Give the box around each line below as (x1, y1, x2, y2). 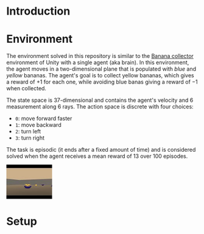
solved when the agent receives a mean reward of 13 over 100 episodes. (6, 152, 188, 160)
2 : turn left (15, 128, 41, 135)
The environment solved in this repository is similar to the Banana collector (6, 52, 194, 60)
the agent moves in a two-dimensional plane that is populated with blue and (6, 65, 197, 73)
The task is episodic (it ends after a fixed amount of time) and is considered (6, 146, 196, 154)
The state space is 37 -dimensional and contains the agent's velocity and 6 (6, 96, 194, 104)
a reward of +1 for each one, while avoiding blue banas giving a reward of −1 (6, 78, 198, 86)
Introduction (6, 4, 71, 18)
